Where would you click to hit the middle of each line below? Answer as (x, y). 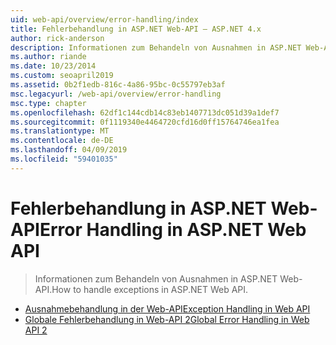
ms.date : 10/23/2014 (53, 66)
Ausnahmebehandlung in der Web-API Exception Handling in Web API (167, 308)
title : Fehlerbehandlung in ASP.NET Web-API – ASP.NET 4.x (136, 29)
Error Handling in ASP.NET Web (173, 229)
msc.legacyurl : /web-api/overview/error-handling (116, 94)
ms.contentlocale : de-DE (62, 141)
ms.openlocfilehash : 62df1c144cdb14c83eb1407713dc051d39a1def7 (145, 112)
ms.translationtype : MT (60, 131)
